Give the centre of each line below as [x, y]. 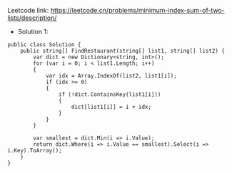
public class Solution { [44, 45]
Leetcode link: [28, 10]
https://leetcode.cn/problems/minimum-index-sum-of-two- [137, 10]
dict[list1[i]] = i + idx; [111, 107]
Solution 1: [33, 32]
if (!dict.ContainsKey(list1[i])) [110, 95]
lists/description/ [32, 18]
